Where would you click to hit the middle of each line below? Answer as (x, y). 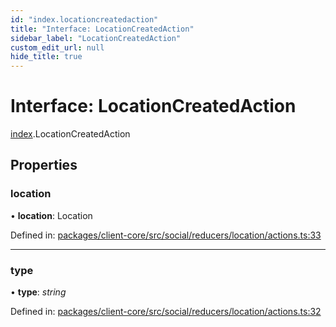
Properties (44, 165)
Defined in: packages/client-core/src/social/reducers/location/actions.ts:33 (166, 235)
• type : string (38, 292)
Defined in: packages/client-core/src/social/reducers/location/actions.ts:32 (166, 312)
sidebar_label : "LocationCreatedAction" (96, 38)
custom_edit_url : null (57, 47)
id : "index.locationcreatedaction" (84, 19)
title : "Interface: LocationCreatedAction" (102, 29)
